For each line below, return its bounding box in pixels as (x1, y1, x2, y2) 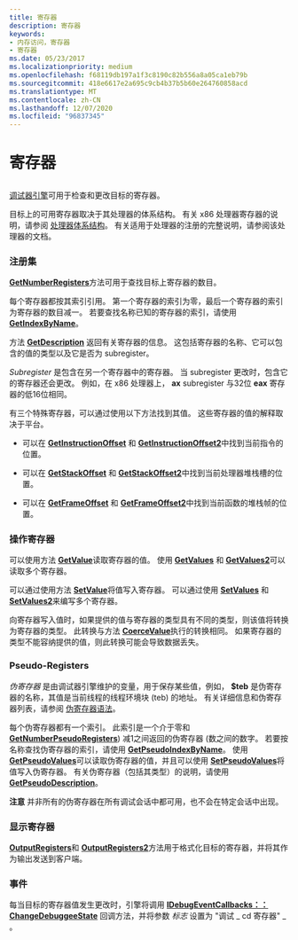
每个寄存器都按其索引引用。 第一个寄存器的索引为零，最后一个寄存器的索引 (9, 296, 284, 306)
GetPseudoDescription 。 (9, 777, 104, 787)
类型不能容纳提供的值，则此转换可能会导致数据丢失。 (9, 637, 204, 647)
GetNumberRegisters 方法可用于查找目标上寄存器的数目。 (9, 277, 222, 287)
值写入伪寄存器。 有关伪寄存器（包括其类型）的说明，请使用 (9, 766, 229, 777)
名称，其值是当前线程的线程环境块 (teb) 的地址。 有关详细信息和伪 (24, 692, 267, 702)
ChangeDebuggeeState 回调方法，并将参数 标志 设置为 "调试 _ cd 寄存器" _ (9, 911, 286, 921)
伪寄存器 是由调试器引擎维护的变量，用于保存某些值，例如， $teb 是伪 (9, 680, 267, 692)
